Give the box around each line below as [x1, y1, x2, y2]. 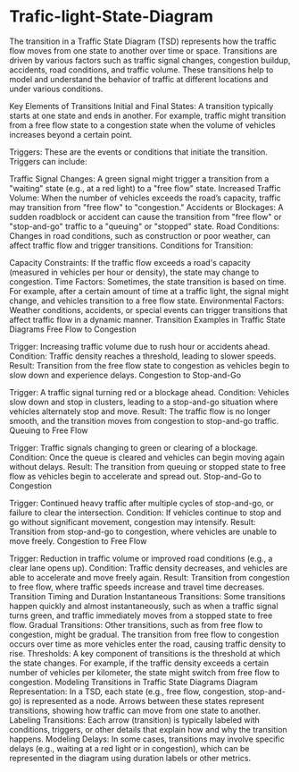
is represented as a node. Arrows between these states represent [23, 695, 265, 706]
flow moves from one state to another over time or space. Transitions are [9, 45, 278, 55]
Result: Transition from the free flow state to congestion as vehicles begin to [9, 360, 290, 370]
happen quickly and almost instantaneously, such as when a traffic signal [9, 600, 278, 611]
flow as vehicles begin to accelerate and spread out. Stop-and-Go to [9, 471, 262, 481]
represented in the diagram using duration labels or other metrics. [9, 752, 252, 763]
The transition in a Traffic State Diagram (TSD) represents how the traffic [9, 36, 277, 47]
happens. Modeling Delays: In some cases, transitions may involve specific [9, 734, 286, 744]
